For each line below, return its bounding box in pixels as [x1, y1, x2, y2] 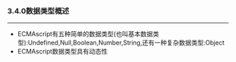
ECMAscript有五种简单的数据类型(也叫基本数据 [17, 30, 153, 38]
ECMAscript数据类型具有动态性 [17, 47, 108, 56]
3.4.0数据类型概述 [7, 6, 70, 15]
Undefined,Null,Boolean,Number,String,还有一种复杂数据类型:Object [27, 38, 225, 47]
